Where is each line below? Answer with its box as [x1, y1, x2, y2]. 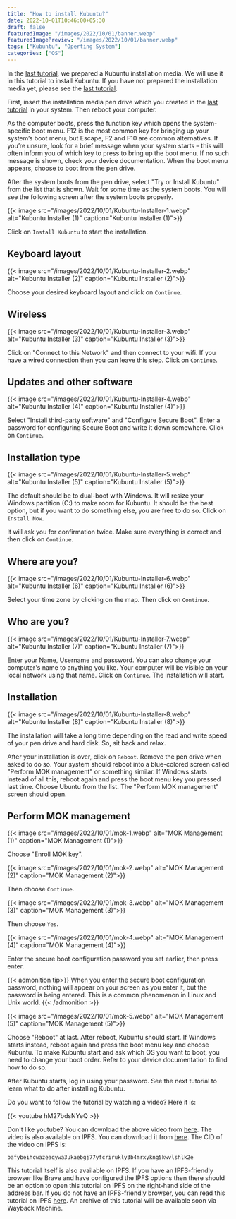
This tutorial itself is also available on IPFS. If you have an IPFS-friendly [7, 1166, 213, 1175]
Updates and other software [7, 376, 133, 388]
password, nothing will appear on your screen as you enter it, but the [7, 983, 208, 992]
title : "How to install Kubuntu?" [7, 10, 109, 18]
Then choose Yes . [7, 920, 58, 928]
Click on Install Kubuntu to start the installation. [7, 227, 149, 236]
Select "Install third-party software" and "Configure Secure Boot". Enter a [7, 416, 221, 424]
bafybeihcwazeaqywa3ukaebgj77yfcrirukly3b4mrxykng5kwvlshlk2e [7, 1154, 194, 1161]
